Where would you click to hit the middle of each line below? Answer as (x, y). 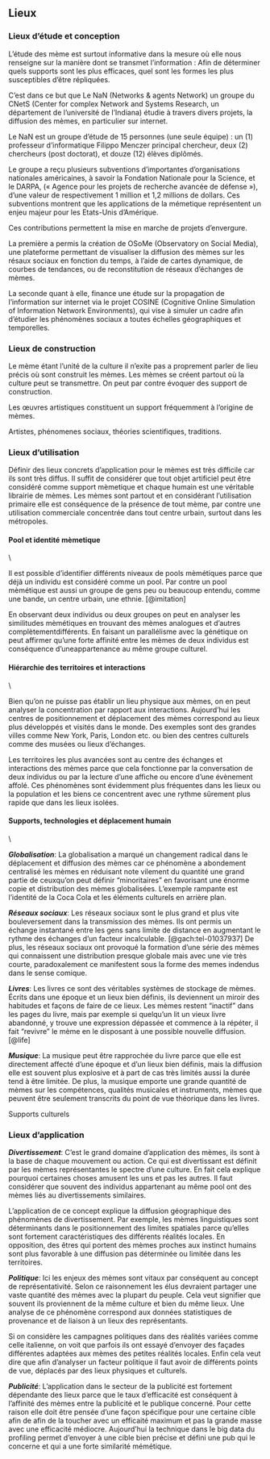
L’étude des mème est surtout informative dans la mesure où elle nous (125, 54)
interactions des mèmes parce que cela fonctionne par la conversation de (131, 768)
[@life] (19, 1040)
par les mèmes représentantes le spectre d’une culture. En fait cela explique (135, 1169)
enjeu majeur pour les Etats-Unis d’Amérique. (83, 212)
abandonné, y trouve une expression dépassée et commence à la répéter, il (133, 1023)
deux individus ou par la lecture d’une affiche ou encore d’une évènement (131, 777)
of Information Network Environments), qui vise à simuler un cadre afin (126, 311)
